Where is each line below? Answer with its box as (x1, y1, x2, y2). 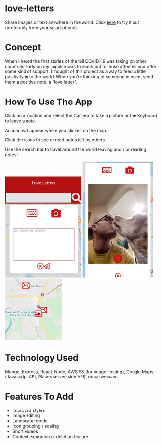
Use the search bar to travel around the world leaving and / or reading (5, 146, 146, 152)
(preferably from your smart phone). (5, 24, 79, 30)
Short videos (12, 428, 38, 434)
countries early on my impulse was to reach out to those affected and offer (5, 63, 157, 69)
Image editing (12, 412, 40, 418)
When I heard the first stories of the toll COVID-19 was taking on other (5, 58, 147, 64)
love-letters (5, 3, 54, 14)
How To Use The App (5, 97, 92, 107)
